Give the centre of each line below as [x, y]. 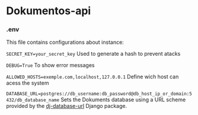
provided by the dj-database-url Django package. [67, 106]
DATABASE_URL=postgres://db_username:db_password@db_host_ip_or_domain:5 [99, 94]
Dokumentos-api [49, 11]
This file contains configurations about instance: [65, 42]
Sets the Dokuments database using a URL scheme [123, 100]
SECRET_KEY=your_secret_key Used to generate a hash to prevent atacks [93, 54]
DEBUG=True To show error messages [50, 65]
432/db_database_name [33, 100]
